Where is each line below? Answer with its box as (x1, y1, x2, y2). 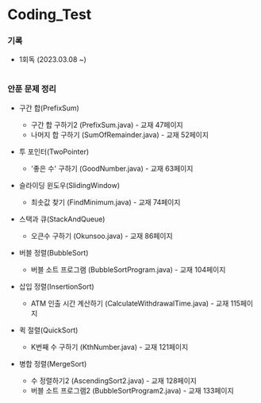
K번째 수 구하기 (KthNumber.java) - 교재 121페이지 (30, 342, 189, 351)
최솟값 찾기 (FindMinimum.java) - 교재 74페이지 (30, 197, 181, 207)
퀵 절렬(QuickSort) (18, 325, 79, 335)
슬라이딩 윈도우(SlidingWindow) (18, 180, 121, 190)
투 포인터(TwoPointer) (18, 147, 90, 156)
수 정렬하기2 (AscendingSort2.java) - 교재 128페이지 (30, 375, 198, 386)
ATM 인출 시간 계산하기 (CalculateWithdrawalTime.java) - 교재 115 (30, 298, 241, 308)
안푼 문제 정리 (7, 83, 57, 94)
